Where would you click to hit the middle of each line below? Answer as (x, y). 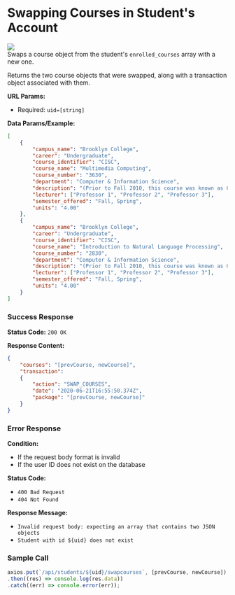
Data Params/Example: (41, 123)
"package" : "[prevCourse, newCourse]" (89, 398)
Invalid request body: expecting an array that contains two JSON (116, 527)
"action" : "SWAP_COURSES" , (72, 384)
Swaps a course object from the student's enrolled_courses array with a (111, 54)
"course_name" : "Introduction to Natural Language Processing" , (128, 246)
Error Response (34, 428)
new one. (21, 62)
